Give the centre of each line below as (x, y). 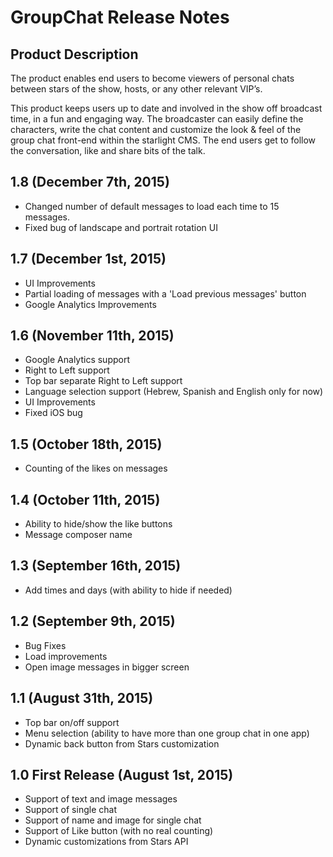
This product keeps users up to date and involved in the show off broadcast (166, 108)
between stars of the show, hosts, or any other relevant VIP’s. (136, 89)
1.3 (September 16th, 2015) (96, 566)
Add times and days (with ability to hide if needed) (128, 590)
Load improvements (66, 656)
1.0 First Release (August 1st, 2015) (122, 774)
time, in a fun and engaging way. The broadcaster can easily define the (157, 119)
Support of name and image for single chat (113, 820)
